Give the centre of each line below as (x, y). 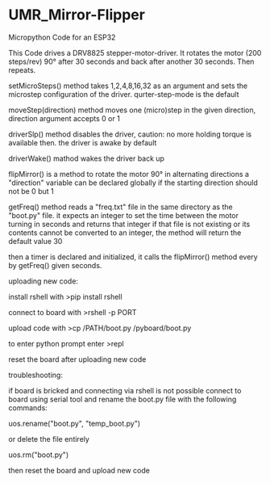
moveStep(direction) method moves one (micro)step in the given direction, (132, 110)
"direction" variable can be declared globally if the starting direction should (133, 183)
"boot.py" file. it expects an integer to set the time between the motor (124, 215)
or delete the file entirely (49, 439)
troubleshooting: (35, 375)
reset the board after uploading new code (77, 359)
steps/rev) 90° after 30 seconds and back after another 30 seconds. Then (131, 61)
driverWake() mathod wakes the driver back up (87, 158)
